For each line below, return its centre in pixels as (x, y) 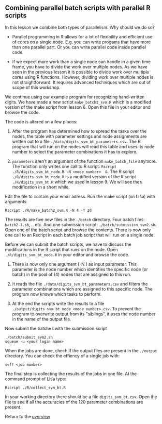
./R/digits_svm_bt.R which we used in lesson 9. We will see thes (77, 182)
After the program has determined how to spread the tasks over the (79, 131)
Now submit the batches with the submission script (56, 328)
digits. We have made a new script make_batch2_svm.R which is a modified (78, 102)
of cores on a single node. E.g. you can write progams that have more (81, 42)
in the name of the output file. (42, 319)
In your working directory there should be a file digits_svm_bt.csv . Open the (81, 397)
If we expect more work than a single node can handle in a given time (81, 61)
